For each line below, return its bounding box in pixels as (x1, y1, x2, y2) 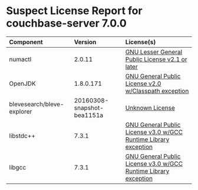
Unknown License (125, 104, 176, 112)
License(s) (125, 38, 156, 46)
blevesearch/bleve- (9, 100, 64, 108)
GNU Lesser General (125, 48, 183, 56)
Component (9, 38, 43, 46)
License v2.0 (125, 79, 161, 88)
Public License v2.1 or (125, 55, 187, 63)
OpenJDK (9, 79, 37, 88)
